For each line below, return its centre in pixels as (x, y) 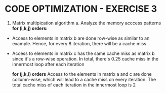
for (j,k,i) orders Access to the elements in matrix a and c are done (82, 74)
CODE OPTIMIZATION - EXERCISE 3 (81, 9)
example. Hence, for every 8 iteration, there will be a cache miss (79, 43)
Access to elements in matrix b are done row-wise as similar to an (81, 38)
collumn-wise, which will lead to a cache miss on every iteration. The (84, 79)
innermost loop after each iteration (48, 64)
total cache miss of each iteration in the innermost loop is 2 (74, 85)
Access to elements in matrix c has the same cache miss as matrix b (83, 53)
